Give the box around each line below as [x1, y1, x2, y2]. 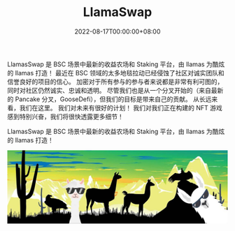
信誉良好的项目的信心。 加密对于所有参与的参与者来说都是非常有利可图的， [7, 77, 224, 86]
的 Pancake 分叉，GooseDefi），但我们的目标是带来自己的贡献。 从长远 [7, 95, 212, 103]
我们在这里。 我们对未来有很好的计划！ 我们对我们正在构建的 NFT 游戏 [19, 103, 222, 112]
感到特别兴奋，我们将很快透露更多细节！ [7, 112, 124, 121]
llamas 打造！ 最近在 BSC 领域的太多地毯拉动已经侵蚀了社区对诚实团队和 [15, 68, 225, 77]
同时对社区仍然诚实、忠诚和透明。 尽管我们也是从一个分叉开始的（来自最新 [7, 86, 224, 94]
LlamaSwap [83, 4, 152, 20]
